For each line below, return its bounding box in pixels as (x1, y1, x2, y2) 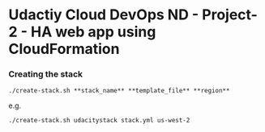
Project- (202, 6, 258, 24)
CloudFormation (8, 40, 120, 58)
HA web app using (30, 23, 156, 41)
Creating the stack (8, 68, 83, 80)
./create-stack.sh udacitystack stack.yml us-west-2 (8, 117, 190, 125)
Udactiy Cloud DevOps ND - (8, 6, 199, 24)
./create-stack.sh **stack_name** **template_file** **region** (8, 87, 230, 95)
